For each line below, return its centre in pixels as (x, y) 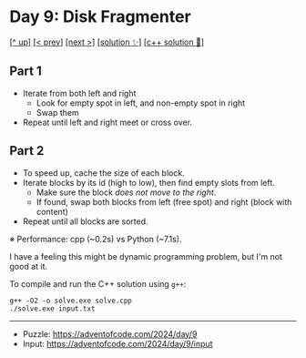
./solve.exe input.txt (52, 308)
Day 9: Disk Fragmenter (100, 17)
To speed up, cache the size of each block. (103, 173)
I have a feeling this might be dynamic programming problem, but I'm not (146, 256)
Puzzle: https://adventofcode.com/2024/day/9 (110, 333)
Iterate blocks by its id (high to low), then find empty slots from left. (148, 182)
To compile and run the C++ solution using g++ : (98, 283)
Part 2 (27, 151)
